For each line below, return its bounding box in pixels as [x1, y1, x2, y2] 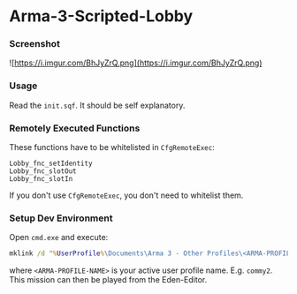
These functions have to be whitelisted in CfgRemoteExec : [9, 142, 215, 153]
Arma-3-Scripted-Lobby [9, 6, 194, 26]
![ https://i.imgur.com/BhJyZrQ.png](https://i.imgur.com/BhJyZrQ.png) [9, 57, 263, 68]
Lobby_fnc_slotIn [9, 175, 73, 184]
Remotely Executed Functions [9, 122, 141, 134]
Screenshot [9, 38, 60, 50]
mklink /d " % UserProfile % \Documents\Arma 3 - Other [9, 249, 203, 258]
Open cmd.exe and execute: [9, 232, 109, 243]
